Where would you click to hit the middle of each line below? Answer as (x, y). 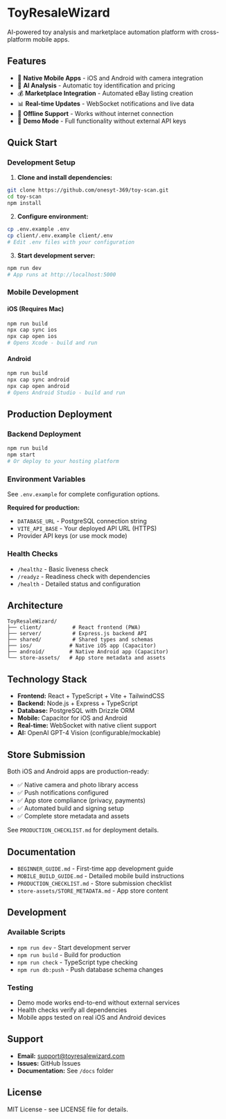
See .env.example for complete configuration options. (84, 494)
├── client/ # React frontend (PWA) (74, 628)
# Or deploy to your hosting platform (63, 462)
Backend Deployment (44, 434)
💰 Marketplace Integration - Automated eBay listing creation (105, 93)
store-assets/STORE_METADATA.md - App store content (93, 891)
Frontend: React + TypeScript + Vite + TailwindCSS (91, 696)
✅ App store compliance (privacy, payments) (81, 800)
